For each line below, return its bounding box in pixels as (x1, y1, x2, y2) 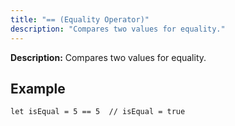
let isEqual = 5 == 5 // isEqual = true (10, 107, 186, 117)
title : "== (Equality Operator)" (10, 14, 150, 25)
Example (10, 80, 66, 97)
